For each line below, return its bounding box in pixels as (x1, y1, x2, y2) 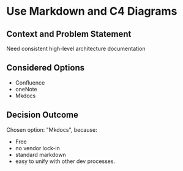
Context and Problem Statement (6, 29, 132, 39)
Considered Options (6, 63, 84, 73)
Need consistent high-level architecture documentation (6, 45, 146, 52)
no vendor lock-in (15, 144, 60, 151)
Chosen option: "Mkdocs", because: (6, 126, 98, 133)
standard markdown (15, 151, 66, 158)
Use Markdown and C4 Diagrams (6, 4, 177, 18)
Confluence (15, 78, 45, 86)
